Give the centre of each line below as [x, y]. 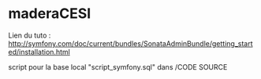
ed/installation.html [39, 52]
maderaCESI [50, 14]
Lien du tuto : [30, 35]
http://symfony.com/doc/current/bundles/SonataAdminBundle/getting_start [130, 43]
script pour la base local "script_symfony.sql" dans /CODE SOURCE [118, 66]
